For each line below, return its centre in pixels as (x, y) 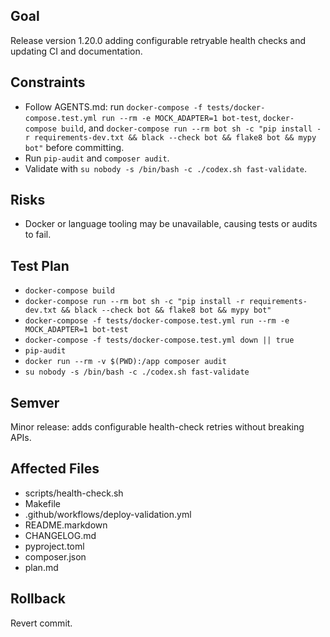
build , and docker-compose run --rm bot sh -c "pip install (187, 128)
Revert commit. (41, 623)
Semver (35, 402)
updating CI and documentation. (76, 51)
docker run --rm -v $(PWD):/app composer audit (125, 362)
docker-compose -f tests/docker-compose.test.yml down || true (159, 340)
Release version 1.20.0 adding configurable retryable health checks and (158, 40)
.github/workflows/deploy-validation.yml (108, 514)
